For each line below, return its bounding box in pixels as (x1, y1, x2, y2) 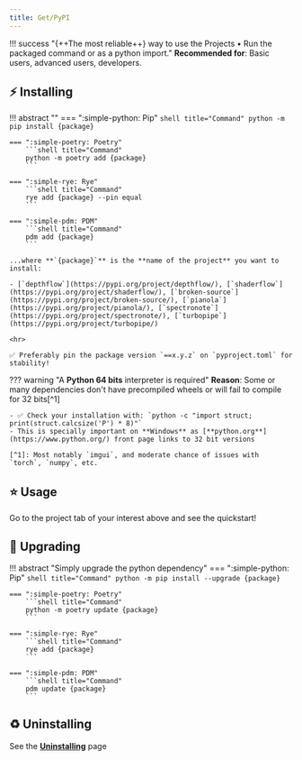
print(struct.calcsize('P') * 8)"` (9, 419, 143, 428)
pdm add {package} (25, 233, 94, 242)
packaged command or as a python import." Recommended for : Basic (9, 47, 270, 59)
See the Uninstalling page (9, 740, 108, 751)
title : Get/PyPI (9, 13, 70, 23)
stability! (9, 359, 50, 368)
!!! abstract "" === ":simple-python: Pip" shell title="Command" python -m (9, 113, 285, 124)
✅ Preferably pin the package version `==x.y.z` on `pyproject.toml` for (9, 351, 294, 361)
